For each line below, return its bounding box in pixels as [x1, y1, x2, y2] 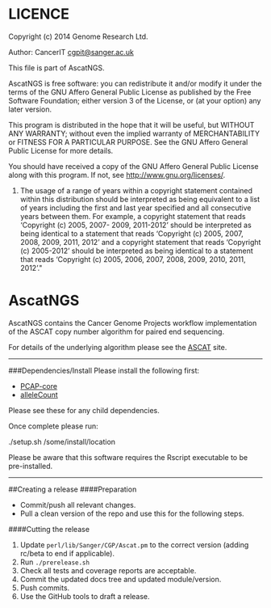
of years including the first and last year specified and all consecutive [19, 203, 252, 213]
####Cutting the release [8, 524, 90, 534]
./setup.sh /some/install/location [8, 437, 115, 446]
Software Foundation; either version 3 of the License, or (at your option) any [8, 95, 261, 105]
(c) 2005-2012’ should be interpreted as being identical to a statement [19, 246, 254, 255]
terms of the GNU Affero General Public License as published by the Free [8, 87, 252, 97]
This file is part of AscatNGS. [8, 62, 105, 73]
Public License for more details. [8, 146, 114, 155]
